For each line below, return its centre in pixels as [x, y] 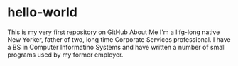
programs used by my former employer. [65, 55]
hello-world [43, 12]
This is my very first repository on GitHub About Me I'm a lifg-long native [114, 32]
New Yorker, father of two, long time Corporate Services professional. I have [119, 39]
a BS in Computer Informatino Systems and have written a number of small [117, 47]
